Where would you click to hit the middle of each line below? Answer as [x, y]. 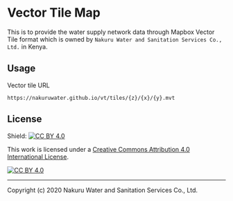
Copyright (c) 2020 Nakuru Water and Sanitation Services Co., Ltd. [102, 190]
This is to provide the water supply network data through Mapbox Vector [111, 32]
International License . [38, 157]
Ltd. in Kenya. [27, 46]
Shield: [17, 136]
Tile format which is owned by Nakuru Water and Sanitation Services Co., [115, 39]
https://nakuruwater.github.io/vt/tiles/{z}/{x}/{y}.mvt [91, 98]
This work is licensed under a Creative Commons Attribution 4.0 [99, 149]
